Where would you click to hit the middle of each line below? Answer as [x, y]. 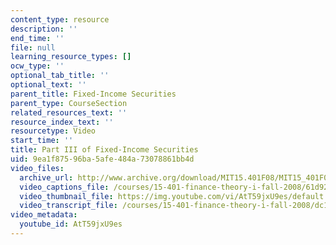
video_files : [37, 168]
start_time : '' [42, 141]
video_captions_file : [64, 187]
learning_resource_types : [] [71, 57]
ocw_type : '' [37, 66]
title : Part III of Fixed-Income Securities [104, 150]
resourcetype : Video [53, 131]
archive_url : [46, 177]
